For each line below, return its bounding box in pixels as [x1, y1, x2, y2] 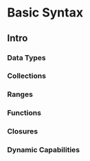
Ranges [7, 89, 33, 99]
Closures [7, 127, 38, 136]
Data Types [7, 53, 46, 63]
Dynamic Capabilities [7, 145, 80, 155]
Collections [7, 71, 47, 80]
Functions [7, 108, 41, 118]
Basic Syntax [7, 5, 84, 21]
